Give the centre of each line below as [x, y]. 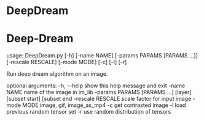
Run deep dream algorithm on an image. [57, 74]
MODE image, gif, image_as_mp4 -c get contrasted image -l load [104, 105]
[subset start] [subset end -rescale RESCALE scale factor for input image [99, 99]
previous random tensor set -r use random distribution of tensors [89, 112]
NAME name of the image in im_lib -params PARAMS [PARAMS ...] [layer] [99, 92]
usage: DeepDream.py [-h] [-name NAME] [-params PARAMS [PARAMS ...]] [102, 56]
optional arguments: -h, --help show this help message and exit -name [96, 86]
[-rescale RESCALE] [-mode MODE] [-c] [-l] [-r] [67, 62]
